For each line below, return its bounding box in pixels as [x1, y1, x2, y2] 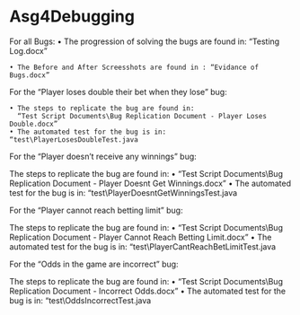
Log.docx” [9, 45, 48, 56]
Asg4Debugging [9, 6, 135, 27]
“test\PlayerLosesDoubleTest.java [9, 135, 139, 144]
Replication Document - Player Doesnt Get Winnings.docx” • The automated [9, 178, 292, 188]
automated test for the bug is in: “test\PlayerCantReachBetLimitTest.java [9, 241, 277, 252]
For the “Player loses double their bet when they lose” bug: [9, 86, 227, 97]
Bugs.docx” [9, 70, 50, 80]
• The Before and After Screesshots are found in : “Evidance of [9, 63, 259, 72]
